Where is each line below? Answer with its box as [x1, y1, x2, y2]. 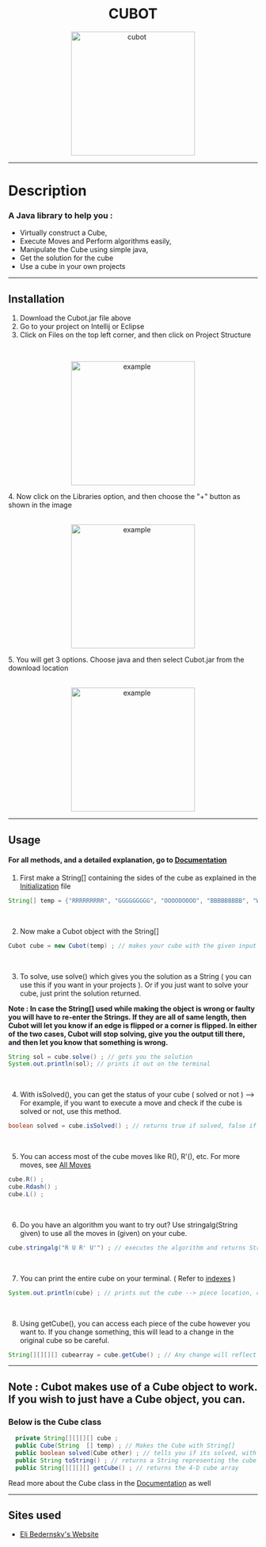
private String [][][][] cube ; [15, 1434, 119, 1442]
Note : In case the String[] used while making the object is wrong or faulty [8, 1004, 256, 1013]
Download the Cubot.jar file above [19, 313, 131, 323]
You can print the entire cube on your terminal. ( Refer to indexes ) [19, 1273, 236, 1283]
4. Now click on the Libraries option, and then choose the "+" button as [8, 492, 241, 501]
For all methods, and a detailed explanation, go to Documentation [8, 855, 227, 865]
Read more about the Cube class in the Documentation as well [8, 1478, 211, 1487]
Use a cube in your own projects [19, 262, 126, 271]
